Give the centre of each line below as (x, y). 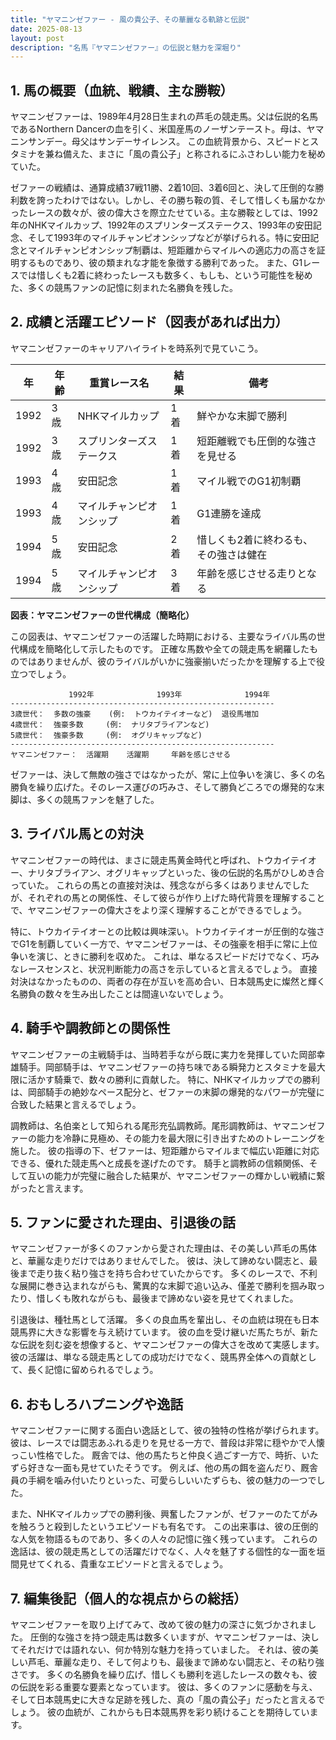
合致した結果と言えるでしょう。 (76, 1104)
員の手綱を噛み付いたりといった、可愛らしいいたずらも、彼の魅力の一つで (163, 1480)
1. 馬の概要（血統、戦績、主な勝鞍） (122, 90)
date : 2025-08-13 (46, 29)
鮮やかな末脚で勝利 (242, 416)
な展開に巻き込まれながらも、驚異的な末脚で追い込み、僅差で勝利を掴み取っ (168, 1286)
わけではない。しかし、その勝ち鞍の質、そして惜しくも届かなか (194, 200)
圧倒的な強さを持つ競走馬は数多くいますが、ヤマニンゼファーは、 (165, 1637)
